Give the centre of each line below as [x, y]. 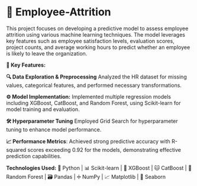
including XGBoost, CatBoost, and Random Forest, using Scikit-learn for [93, 103]
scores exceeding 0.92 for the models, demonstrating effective [104, 149]
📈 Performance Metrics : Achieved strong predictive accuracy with [88, 141]
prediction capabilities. [34, 156]
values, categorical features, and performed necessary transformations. [94, 85]
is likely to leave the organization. [47, 53]
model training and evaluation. [43, 109]
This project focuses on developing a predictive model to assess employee [97, 28]
